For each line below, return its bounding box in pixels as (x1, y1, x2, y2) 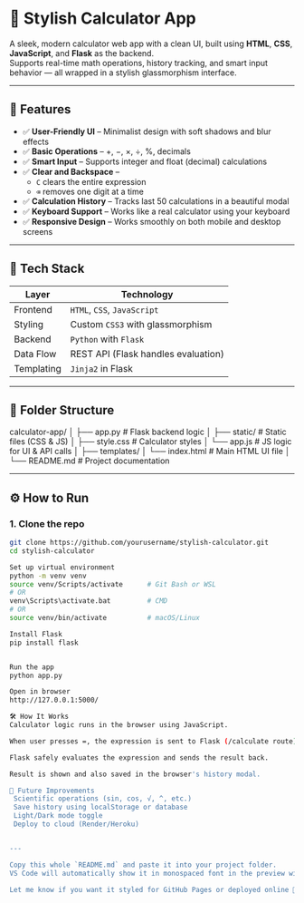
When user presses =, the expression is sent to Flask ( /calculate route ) (9, 736, 298, 746)
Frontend (14, 303, 52, 316)
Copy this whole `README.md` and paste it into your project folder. (9, 860, 278, 869)
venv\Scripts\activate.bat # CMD (9, 597, 168, 606)
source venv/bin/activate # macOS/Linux (9, 614, 201, 623)
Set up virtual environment (9, 562, 116, 572)
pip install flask (9, 638, 79, 647)
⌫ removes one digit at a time (35, 186, 145, 197)
